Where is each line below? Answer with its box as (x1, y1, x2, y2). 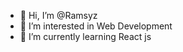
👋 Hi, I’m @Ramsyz (19, 10, 98, 21)
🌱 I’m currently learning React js (19, 31, 152, 42)
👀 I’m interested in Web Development (19, 20, 173, 32)
